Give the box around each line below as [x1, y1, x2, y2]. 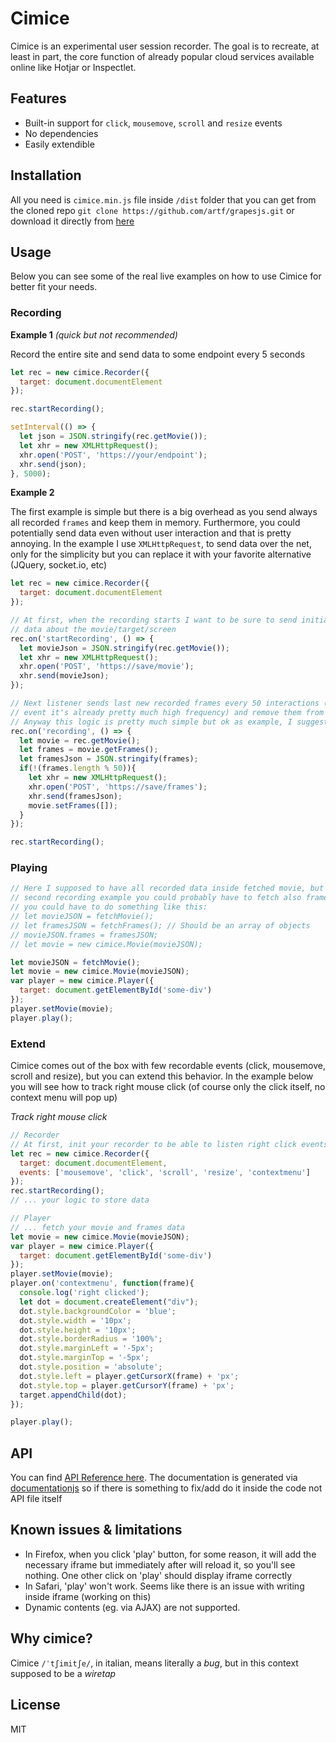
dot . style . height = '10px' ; [19, 1325, 137, 1335]
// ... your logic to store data [10, 1195, 150, 1206]
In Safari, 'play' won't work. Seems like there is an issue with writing [24, 1580, 305, 1592]
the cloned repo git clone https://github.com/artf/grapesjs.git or [10, 204, 295, 216]
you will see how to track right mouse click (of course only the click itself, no [10, 1081, 326, 1093]
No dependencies [24, 127, 99, 139]
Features [10, 90, 67, 107]
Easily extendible [24, 138, 95, 150]
